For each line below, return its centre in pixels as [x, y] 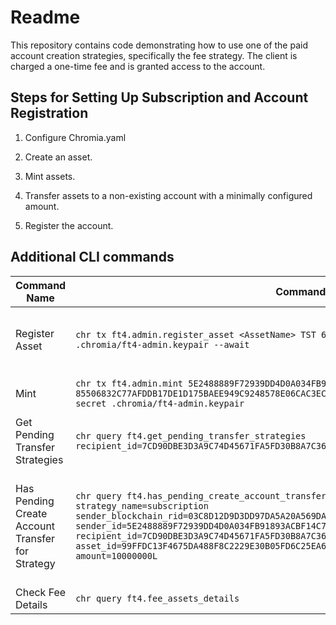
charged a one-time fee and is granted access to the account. [138, 66]
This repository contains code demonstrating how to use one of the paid [159, 45]
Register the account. [69, 225]
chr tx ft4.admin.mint [129, 383]
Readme [45, 17]
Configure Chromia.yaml [75, 137]
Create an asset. [58, 157]
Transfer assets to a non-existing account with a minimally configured [168, 195]
